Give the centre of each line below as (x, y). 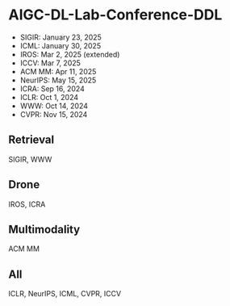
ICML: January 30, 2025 (61, 45)
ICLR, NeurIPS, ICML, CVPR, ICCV (65, 294)
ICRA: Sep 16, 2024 (52, 88)
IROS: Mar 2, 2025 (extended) (70, 54)
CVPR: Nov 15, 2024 (54, 114)
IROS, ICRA (27, 204)
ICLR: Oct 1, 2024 (49, 97)
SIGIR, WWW (30, 159)
